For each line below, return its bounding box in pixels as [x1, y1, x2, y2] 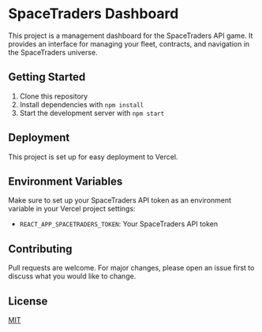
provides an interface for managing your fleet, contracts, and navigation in [8, 39, 250, 48]
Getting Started [8, 70, 86, 84]
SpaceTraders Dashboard [8, 5, 179, 23]
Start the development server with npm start [19, 108, 165, 118]
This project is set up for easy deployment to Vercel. [8, 151, 178, 162]
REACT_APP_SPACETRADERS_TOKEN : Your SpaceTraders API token [19, 219, 219, 229]
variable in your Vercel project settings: [8, 204, 136, 214]
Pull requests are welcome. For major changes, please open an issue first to [8, 263, 255, 273]
